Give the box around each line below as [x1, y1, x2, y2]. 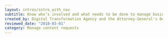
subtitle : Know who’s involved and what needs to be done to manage [5, 12, 151, 17]
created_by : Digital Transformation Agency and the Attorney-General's [5, 16, 157, 21]
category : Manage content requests [5, 26, 79, 31]
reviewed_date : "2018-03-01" [5, 21, 66, 26]
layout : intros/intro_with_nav [5, 7, 70, 12]
